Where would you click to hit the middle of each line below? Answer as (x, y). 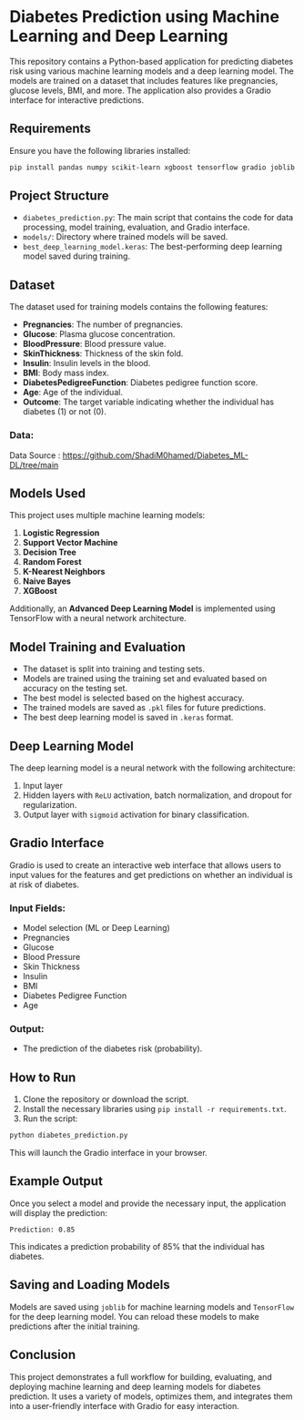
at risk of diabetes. (45, 884)
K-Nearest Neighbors (64, 572)
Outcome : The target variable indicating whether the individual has (148, 402)
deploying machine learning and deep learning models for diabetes (135, 1386)
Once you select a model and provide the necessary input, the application (148, 1203)
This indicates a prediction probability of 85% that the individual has (137, 1246)
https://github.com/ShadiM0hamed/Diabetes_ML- (155, 455)
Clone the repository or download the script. (106, 1099)
